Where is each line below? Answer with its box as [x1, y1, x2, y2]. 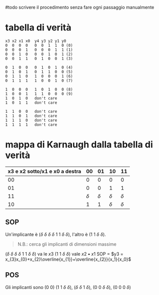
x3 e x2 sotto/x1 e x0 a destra [8, 168, 82, 175]
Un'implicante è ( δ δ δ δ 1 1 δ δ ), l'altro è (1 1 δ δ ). [5, 231, 106, 237]
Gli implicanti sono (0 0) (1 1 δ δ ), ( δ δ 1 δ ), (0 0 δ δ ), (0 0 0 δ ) [5, 284, 131, 290]
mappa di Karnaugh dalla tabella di [5, 139, 153, 151]
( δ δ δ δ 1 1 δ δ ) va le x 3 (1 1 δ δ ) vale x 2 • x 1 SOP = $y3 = [5, 251, 124, 257]
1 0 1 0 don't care [5, 96, 57, 101]
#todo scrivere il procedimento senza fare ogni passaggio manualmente [5, 5, 154, 10]
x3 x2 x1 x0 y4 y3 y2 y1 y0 [5, 38, 66, 43]
